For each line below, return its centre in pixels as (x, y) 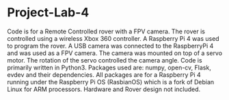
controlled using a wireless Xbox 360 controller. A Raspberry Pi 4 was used (113, 38)
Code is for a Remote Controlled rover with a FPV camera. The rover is (106, 31)
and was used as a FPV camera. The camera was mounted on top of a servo (115, 53)
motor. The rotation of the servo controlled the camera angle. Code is (105, 60)
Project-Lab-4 (48, 13)
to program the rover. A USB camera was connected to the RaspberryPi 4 (110, 46)
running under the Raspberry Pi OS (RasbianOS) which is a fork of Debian (111, 82)
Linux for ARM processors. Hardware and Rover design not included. (104, 89)
